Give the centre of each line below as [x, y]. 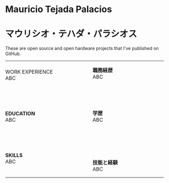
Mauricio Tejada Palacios [59, 9]
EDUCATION [20, 114]
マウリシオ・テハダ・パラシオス [71, 34]
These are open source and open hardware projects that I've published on [82, 49]
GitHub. [13, 54]
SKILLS [14, 155]
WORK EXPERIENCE [29, 72]
